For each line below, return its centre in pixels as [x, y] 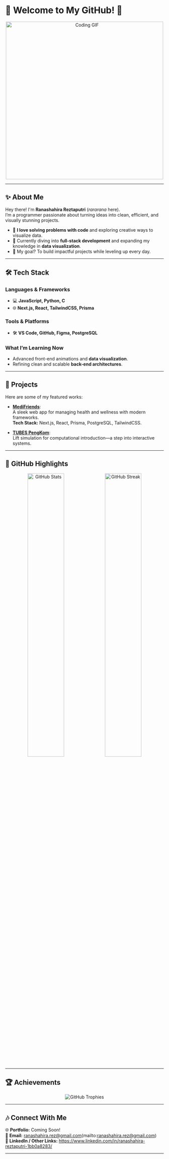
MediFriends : [27, 406]
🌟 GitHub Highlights [37, 464]
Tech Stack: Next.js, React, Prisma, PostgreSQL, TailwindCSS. [77, 423]
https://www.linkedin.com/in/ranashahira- [102, 1141]
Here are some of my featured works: [44, 397]
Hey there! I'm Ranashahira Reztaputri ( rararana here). [63, 209]
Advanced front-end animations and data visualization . [70, 359]
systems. [22, 443]
